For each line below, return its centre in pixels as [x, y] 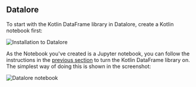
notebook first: [25, 30]
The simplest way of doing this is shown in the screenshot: [79, 66]
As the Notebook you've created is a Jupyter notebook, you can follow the [98, 54]
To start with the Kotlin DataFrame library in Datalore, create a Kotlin [90, 24]
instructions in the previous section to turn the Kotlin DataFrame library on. [98, 60]
